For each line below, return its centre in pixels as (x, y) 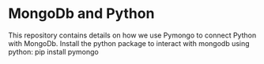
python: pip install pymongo (53, 52)
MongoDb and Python (81, 14)
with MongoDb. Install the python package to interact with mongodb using (129, 43)
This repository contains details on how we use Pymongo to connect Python (132, 35)
